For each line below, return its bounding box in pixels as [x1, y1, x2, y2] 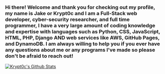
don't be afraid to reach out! [5, 53, 73, 59]
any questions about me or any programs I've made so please [5, 46, 155, 53]
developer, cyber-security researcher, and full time [5, 16, 130, 23]
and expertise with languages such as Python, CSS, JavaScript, [5, 28, 161, 35]
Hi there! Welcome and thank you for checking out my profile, [5, 4, 155, 11]
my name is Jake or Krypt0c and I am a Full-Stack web [5, 10, 137, 17]
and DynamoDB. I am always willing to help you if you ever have [5, 40, 160, 47]
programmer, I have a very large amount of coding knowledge [5, 22, 156, 29]
